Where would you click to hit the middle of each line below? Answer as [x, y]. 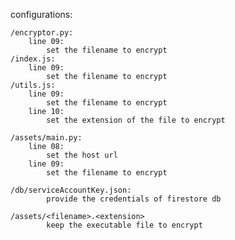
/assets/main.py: [46, 138]
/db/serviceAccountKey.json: [71, 190]
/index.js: [33, 59]
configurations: [41, 14]
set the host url [82, 155]
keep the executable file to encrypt [124, 225]
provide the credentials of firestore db [134, 199]
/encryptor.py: [42, 33]
